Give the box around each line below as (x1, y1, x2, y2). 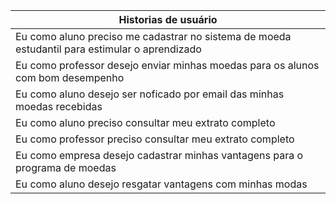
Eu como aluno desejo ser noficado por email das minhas (15, 87, 285, 101)
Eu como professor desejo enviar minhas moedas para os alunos (15, 59, 320, 72)
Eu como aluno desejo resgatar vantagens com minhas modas (15, 177, 308, 191)
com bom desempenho (15, 71, 125, 84)
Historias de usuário (118, 13, 218, 26)
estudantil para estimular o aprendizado (15, 42, 202, 56)
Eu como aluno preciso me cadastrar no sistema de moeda (15, 30, 292, 43)
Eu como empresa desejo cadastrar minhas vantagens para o (15, 149, 304, 162)
